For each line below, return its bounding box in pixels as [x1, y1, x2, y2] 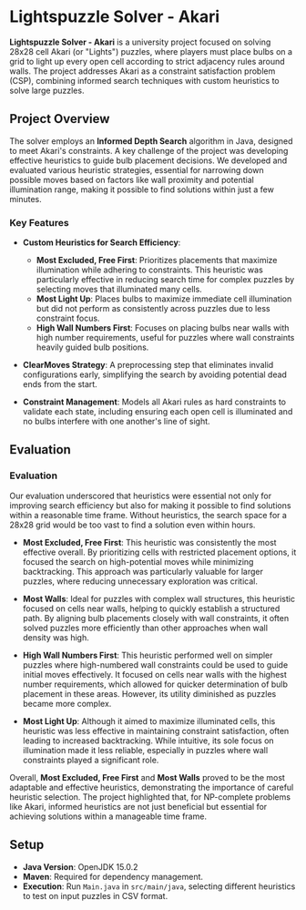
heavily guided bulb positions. [36, 342, 149, 353]
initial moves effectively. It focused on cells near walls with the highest [22, 669, 287, 680]
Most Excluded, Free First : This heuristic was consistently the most [22, 537, 277, 547]
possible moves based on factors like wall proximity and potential [9, 174, 255, 185]
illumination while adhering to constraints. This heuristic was [36, 264, 264, 275]
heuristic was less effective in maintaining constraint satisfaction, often [22, 725, 290, 736]
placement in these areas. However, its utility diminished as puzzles [22, 688, 277, 699]
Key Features [9, 216, 70, 229]
